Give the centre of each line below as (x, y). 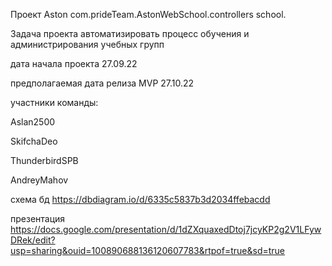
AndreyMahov (39, 180)
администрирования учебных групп (87, 44)
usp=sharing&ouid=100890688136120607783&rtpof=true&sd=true (148, 250)
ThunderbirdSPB (44, 160)
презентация (38, 218)
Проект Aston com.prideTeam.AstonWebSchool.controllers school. (148, 14)
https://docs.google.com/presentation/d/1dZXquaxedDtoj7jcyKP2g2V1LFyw (166, 229)
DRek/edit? (33, 240)
